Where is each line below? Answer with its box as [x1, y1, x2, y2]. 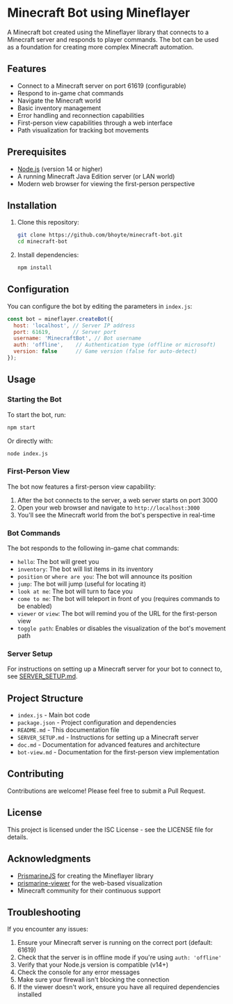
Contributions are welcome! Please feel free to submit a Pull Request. [7, 786, 206, 795]
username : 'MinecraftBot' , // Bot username [13, 335, 141, 342]
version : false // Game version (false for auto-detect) [13, 348, 198, 355]
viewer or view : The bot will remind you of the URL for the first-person [17, 609, 218, 618]
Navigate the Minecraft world [17, 96, 102, 105]
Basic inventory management [17, 103, 102, 112]
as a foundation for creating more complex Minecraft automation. [7, 43, 194, 51]
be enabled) [17, 602, 52, 610]
